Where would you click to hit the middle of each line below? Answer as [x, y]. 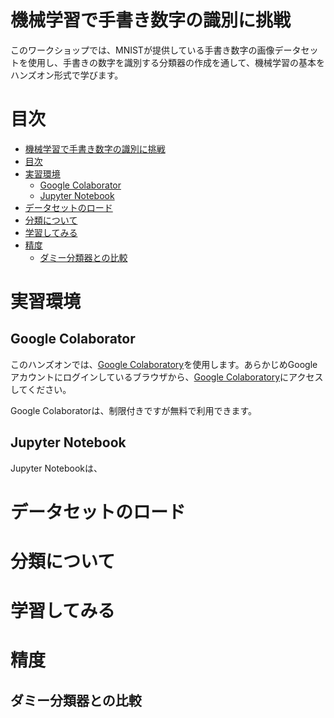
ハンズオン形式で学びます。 [67, 75]
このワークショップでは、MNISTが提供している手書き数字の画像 [142, 50]
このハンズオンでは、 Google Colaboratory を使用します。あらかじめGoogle [164, 364]
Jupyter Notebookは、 [56, 468]
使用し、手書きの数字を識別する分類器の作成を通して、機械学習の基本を [176, 62]
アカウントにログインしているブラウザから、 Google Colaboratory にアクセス [167, 377]
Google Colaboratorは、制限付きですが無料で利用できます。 [133, 410]
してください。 [41, 389]
